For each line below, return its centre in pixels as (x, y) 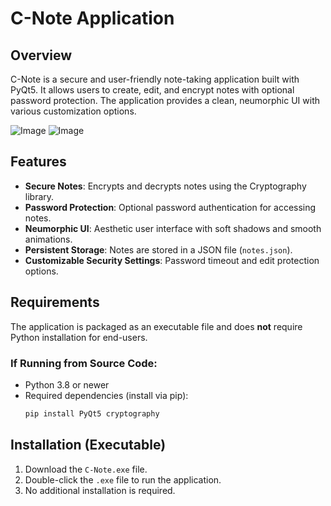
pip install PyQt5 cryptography (92, 413)
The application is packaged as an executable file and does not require (156, 326)
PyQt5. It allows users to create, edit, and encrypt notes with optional (152, 90)
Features (38, 162)
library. (39, 196)
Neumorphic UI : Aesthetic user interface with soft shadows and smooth (173, 228)
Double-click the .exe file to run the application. (123, 479)
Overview (41, 55)
